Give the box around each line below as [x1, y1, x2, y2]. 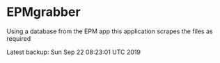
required [6, 34, 31, 42]
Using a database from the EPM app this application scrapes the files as [6, 27, 213, 35]
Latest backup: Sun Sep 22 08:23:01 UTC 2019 [6, 48, 141, 56]
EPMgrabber [6, 4, 81, 20]
